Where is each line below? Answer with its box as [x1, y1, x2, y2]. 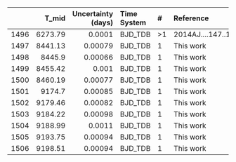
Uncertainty [72, 9, 114, 18]
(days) [91, 18, 114, 27]
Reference [173, 13, 209, 23]
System [119, 18, 146, 27]
